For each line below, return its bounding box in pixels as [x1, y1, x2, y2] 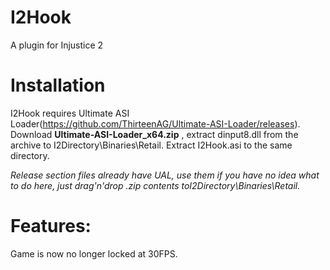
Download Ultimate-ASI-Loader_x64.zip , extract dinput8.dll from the [10, 128, 299, 140]
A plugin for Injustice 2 [10, 39, 104, 51]
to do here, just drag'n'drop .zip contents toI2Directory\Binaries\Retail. [10, 179, 301, 191]
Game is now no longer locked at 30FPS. [10, 247, 178, 260]
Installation [10, 74, 106, 97]
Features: [10, 215, 92, 238]
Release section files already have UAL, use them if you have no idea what [10, 169, 320, 181]
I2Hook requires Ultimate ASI [10, 107, 130, 119]
